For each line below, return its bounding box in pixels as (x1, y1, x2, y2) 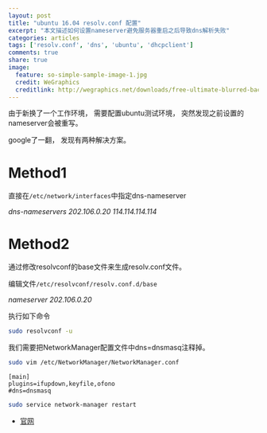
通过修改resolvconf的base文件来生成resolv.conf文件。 (8, 262, 187, 271)
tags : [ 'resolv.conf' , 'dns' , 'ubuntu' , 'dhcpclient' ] (8, 41, 194, 49)
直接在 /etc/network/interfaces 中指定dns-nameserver (8, 191, 187, 201)
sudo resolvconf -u (8, 327, 73, 335)
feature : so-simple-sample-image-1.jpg (15, 71, 148, 79)
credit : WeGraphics (15, 78, 80, 86)
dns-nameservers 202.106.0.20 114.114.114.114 (8, 207, 157, 216)
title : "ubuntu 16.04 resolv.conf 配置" (8, 19, 141, 27)
